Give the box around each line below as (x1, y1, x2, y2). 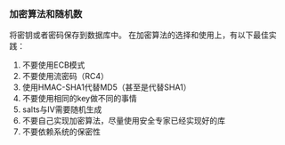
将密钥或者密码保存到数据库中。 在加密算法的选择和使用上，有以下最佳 (9, 29, 269, 41)
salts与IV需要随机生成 (21, 104, 102, 115)
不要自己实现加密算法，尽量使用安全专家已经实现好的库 (21, 116, 225, 126)
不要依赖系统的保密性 (21, 126, 101, 137)
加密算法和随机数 (9, 7, 83, 20)
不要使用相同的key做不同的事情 (21, 93, 137, 104)
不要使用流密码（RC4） (21, 71, 110, 82)
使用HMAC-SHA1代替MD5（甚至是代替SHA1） (21, 82, 191, 93)
